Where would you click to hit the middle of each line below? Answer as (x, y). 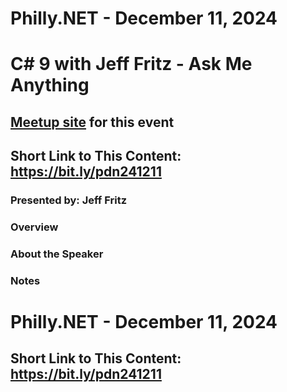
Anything (50, 85)
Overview (34, 227)
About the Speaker (57, 254)
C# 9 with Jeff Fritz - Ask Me (131, 64)
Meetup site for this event (92, 122)
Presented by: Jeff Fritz (68, 200)
